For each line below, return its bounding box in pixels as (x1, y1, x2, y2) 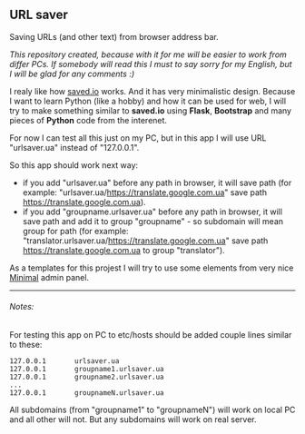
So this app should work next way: (9, 159, 139, 171)
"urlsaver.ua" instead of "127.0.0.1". (9, 142, 140, 153)
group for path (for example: (22, 225, 129, 236)
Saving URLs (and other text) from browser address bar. (9, 31, 220, 42)
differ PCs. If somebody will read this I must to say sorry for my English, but (9, 58, 292, 69)
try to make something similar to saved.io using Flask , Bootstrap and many (9, 104, 292, 116)
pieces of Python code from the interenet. (9, 114, 168, 125)
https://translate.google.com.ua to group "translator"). (22, 244, 225, 255)
